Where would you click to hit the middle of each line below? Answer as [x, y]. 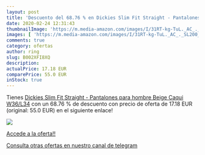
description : [23, 63]
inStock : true [24, 80]
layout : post [23, 12]
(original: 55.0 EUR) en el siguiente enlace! [59, 110]
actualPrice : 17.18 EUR [37, 69]
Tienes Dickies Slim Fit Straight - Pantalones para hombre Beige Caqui [95, 98]
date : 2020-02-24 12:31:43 [41, 23]
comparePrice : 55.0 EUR [37, 74]
